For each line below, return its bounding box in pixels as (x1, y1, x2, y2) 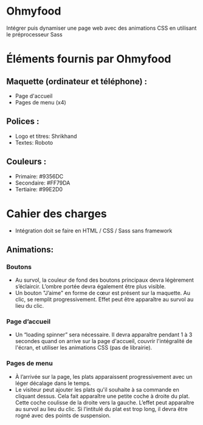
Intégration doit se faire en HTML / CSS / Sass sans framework (15, 226, 173, 234)
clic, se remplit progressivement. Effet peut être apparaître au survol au (15, 296, 194, 303)
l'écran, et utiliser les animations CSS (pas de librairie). (15, 344, 153, 352)
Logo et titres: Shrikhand (15, 132, 77, 140)
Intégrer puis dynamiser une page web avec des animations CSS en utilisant (6, 24, 197, 32)
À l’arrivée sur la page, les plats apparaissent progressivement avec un (15, 373, 193, 380)
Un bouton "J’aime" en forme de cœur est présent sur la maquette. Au (15, 290, 190, 297)
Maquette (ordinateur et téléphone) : (6, 76, 148, 86)
